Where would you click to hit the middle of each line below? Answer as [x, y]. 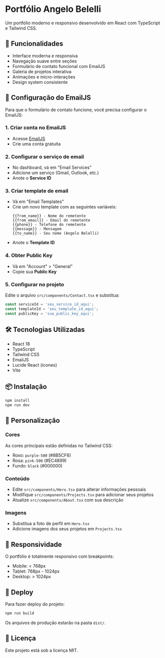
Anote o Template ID [33, 243]
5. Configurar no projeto [35, 284]
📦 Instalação [26, 386]
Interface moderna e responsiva [45, 56]
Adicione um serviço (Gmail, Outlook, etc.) [55, 173]
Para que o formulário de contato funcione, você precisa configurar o [76, 110]
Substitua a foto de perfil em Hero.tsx [51, 524]
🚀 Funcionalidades [34, 44]
